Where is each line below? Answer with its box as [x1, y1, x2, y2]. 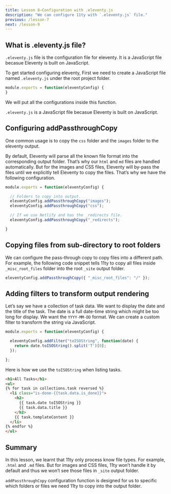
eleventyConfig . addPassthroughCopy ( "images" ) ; [10, 198, 111, 204]
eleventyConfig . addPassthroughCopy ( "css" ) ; [10, 203, 104, 209]
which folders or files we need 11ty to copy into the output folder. [5, 483, 142, 489]
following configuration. [5, 175, 55, 181]
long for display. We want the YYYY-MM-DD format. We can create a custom [5, 314, 160, 320]
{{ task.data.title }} [18, 405, 68, 410]
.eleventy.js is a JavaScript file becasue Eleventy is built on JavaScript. [5, 109, 159, 115]
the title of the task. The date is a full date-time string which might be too [5, 308, 159, 315]
